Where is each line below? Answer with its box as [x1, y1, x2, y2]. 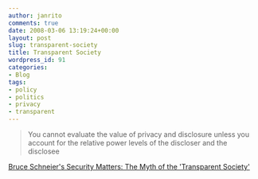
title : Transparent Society [8, 49, 102, 56]
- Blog [8, 71, 30, 79]
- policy [8, 85, 37, 94]
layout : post [8, 33, 52, 42]
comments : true [8, 19, 59, 27]
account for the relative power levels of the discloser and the [27, 138, 228, 147]
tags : [8, 78, 26, 86]
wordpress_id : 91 [8, 56, 66, 64]
